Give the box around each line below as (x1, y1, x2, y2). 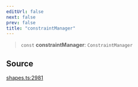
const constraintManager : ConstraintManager (20, 41, 133, 49)
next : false (6, 14, 36, 20)
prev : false (6, 20, 36, 25)
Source (6, 59, 34, 69)
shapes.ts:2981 (6, 75, 43, 82)
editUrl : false (6, 8, 44, 15)
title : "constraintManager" (6, 25, 76, 31)
